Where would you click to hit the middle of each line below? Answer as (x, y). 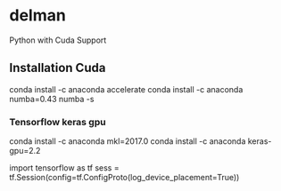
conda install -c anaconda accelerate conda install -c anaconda (126, 89)
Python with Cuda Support (58, 40)
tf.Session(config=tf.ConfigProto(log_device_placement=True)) (124, 178)
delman (38, 16)
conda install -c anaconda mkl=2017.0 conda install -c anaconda (128, 141)
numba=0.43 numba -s (52, 99)
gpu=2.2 (25, 151)
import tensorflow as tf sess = (64, 168)
